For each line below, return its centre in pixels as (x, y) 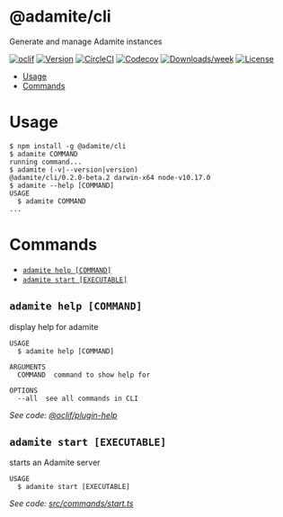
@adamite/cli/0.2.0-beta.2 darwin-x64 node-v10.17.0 (110, 177)
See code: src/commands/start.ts (71, 504)
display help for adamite (54, 326)
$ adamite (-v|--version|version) (74, 169)
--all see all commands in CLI (78, 398)
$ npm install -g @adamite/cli (68, 146)
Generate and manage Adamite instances (86, 41)
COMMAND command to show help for (84, 375)
